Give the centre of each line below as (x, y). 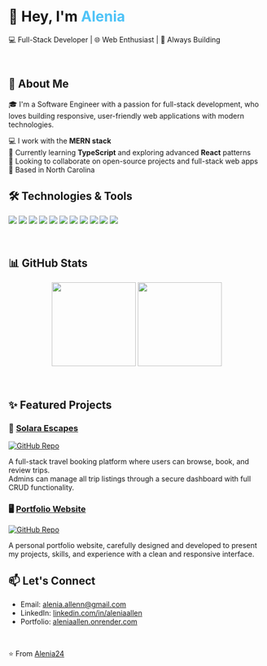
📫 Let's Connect (52, 581)
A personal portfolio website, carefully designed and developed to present (133, 546)
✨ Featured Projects (60, 405)
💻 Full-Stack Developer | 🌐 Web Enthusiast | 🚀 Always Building (115, 39)
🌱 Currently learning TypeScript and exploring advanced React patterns (129, 152)
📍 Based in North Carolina (52, 169)
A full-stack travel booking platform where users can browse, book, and (129, 462)
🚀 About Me (39, 84)
